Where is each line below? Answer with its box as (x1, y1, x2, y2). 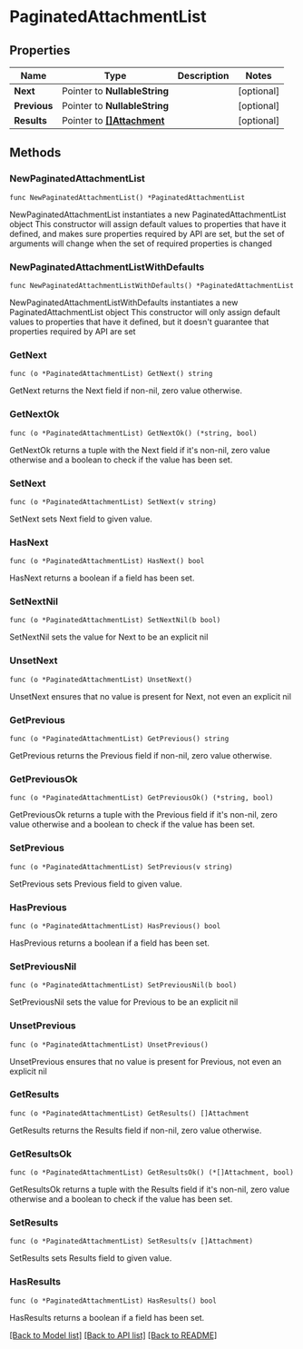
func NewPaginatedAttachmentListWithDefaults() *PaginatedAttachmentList (9, 281, 295, 290)
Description (177, 70, 230, 82)
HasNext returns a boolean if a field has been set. (9, 572, 195, 583)
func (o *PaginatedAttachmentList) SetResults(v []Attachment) (9, 1237, 254, 1246)
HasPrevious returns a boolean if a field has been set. (9, 937, 210, 948)
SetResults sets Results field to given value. (9, 1253, 172, 1264)
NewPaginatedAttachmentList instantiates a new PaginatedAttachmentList (9, 209, 287, 220)
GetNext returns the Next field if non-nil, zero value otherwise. (9, 385, 243, 396)
